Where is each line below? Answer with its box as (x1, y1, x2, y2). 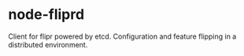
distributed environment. (8, 39, 88, 49)
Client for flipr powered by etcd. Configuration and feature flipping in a (8, 32, 237, 41)
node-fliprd (8, 6, 85, 24)
